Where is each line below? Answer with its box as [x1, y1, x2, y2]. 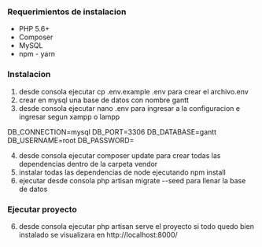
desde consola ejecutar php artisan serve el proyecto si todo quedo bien [18, 221, 255, 230]
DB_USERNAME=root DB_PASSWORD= [7, 135, 135, 145]
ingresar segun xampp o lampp [18, 112, 120, 121]
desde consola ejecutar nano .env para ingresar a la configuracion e [18, 103, 241, 112]
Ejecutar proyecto [7, 204, 78, 215]
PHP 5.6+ [18, 24, 50, 34]
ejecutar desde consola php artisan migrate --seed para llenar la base [18, 175, 246, 185]
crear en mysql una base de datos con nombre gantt [18, 95, 190, 105]
